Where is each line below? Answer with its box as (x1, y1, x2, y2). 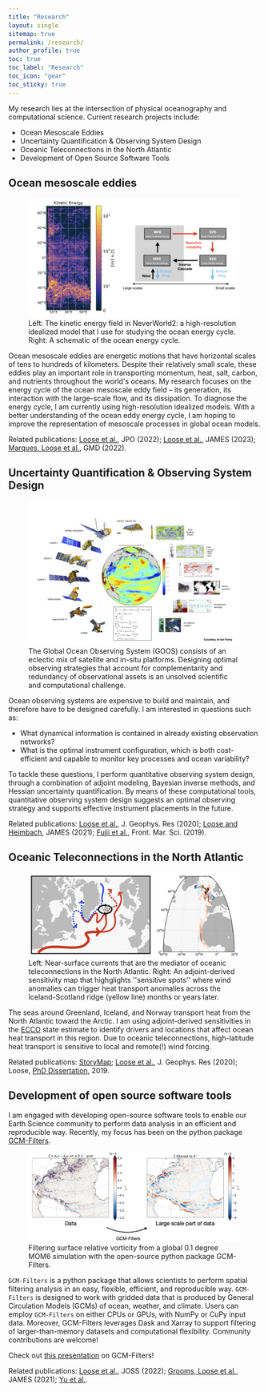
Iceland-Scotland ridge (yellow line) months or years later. (28, 992, 220, 1001)
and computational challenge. (28, 680, 126, 690)
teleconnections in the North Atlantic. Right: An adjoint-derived (28, 966, 235, 976)
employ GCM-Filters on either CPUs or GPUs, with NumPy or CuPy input (8, 1310, 246, 1319)
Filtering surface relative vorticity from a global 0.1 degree (28, 1242, 218, 1253)
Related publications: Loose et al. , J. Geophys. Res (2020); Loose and (8, 819, 238, 828)
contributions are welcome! (8, 1334, 98, 1345)
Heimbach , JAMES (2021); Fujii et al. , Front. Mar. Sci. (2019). (8, 827, 206, 837)
